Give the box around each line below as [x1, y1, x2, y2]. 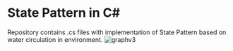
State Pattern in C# [7, 5, 121, 21]
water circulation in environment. [7, 35, 103, 43]
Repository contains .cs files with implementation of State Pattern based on [7, 28, 227, 36]
